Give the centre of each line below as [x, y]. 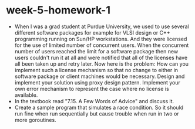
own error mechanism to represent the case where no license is [92, 89]
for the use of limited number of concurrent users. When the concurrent [102, 45]
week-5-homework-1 [58, 10]
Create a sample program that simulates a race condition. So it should [99, 107]
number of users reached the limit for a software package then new [96, 51]
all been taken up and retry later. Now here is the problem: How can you [102, 64]
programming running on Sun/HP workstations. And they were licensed [101, 39]
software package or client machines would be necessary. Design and [100, 76]
